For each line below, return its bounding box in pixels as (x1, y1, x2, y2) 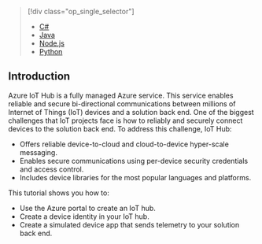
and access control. (19, 165, 84, 174)
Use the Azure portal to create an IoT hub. (19, 203, 156, 213)
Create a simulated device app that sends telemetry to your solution (19, 220, 240, 229)
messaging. (19, 147, 57, 157)
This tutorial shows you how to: (8, 188, 110, 198)
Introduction (8, 70, 71, 83)
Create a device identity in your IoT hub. (19, 212, 149, 221)
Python (39, 47, 63, 56)
